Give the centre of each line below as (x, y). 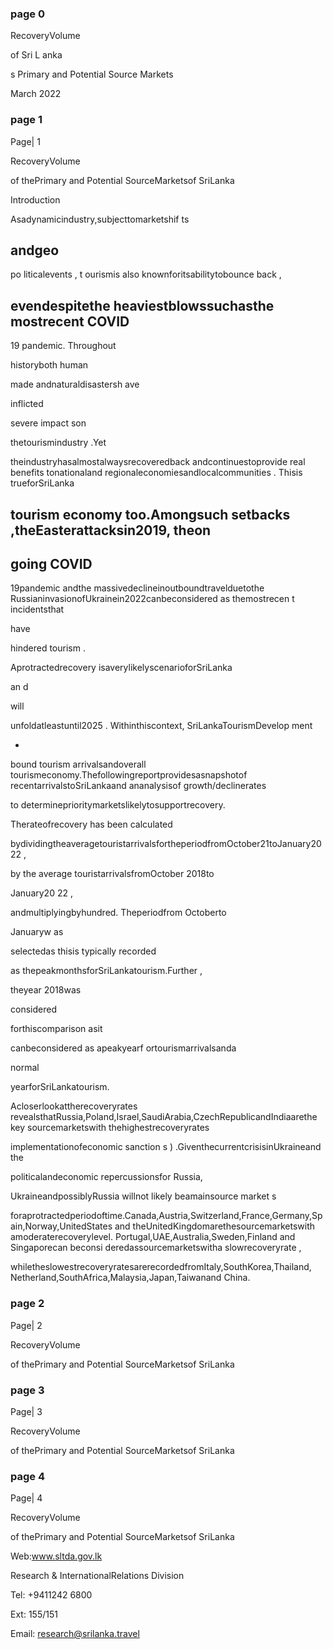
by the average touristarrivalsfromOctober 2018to (112, 874)
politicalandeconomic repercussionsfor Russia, (106, 1177)
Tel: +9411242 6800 (51, 1595)
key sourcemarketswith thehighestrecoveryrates (110, 1128)
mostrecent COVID (70, 321)
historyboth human (49, 365)
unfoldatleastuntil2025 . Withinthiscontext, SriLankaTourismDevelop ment (161, 726)
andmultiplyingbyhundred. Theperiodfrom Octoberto (118, 913)
